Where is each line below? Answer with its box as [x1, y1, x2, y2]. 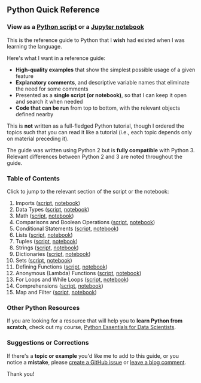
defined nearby [15, 110, 54, 117]
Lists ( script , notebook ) [15, 231, 74, 239]
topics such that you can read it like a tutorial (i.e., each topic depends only [7, 128, 192, 135]
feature [15, 72, 33, 80]
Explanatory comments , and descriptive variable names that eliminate [15, 79, 190, 86]
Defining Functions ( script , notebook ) [15, 263, 108, 270]
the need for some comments [15, 85, 89, 92]
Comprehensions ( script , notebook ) [15, 282, 103, 289]
